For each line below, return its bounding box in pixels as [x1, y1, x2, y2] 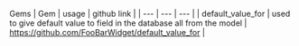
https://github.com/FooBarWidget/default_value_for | [9, 27, 206, 37]
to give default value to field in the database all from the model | [9, 18, 248, 28]
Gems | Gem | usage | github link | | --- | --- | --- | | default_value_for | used [9, 9, 291, 19]
